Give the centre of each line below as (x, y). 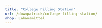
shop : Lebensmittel (25, 18)
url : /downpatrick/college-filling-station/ (51, 14)
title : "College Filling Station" (40, 9)
